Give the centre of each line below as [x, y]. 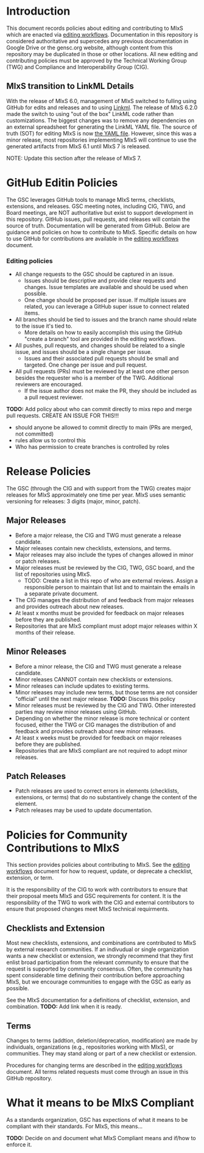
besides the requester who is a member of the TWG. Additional [94, 378]
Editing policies [30, 260]
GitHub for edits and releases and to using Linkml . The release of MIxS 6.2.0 [102, 107]
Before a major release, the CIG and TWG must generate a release [98, 535]
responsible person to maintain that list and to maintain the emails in [110, 587]
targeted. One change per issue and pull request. [86, 365]
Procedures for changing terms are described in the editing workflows [94, 1065]
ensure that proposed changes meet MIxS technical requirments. [88, 909]
